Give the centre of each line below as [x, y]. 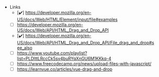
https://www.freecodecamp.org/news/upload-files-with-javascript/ [84, 64]
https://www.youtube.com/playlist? [52, 53]
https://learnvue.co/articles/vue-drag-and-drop [65, 69]
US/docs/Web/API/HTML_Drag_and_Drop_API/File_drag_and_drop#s [86, 43]
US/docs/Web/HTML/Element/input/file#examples [67, 19]
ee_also [25, 48]
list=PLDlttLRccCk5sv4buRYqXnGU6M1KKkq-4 [64, 58]
